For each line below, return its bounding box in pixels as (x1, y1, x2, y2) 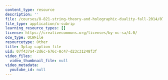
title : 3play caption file (5, 44, 61, 49)
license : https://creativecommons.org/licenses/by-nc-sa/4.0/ (5, 30, 137, 35)
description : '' (5, 12, 39, 17)
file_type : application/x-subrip (5, 21, 75, 26)
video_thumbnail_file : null (9, 58, 68, 63)
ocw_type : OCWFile (5, 35, 43, 40)
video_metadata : (5, 63, 39, 68)
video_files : (5, 53, 32, 59)
